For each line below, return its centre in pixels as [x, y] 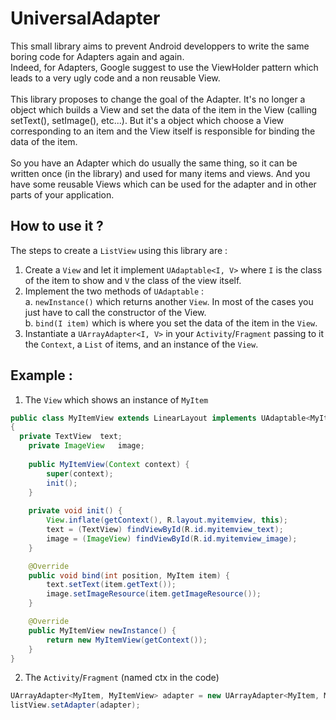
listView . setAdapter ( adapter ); [75, 705]
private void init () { [75, 511]
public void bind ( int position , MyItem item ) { [129, 575]
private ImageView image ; [86, 446]
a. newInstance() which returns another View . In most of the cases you [169, 301]
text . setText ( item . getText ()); [111, 585]
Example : [41, 375]
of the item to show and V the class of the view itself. [133, 280]
